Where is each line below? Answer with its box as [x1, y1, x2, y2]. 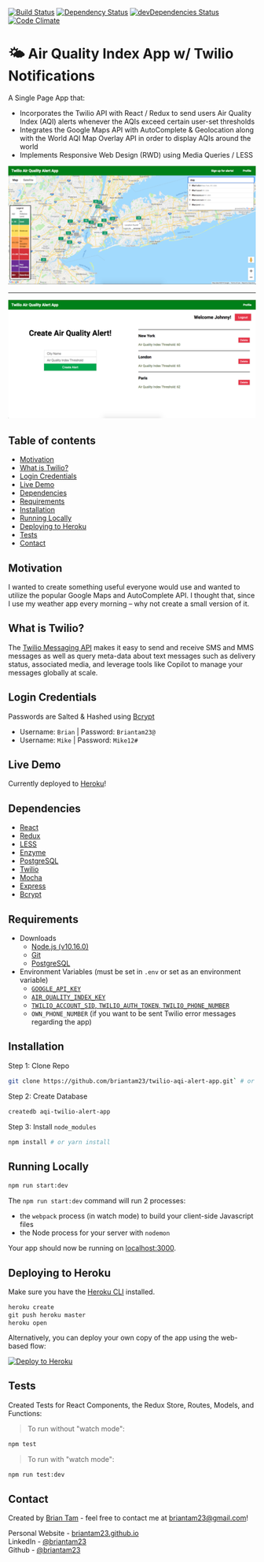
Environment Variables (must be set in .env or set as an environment [19, 967, 241, 976]
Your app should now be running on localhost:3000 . [8, 1244, 177, 1253]
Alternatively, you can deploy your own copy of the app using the [8, 1333, 219, 1342]
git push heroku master [8, 1311, 86, 1319]
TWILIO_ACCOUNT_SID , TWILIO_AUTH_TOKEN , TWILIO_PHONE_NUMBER [31, 1001, 230, 1010]
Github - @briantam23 [8, 1545, 81, 1555]
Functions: [8, 1408, 42, 1418]
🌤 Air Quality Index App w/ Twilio [8, 45, 234, 63]
